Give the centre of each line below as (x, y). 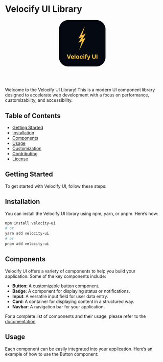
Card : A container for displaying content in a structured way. (73, 302)
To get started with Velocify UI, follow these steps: (56, 186)
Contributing (25, 153)
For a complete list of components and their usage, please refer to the (75, 316)
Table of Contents (33, 116)
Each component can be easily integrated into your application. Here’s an (79, 349)
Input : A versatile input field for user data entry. (60, 296)
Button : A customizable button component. (56, 286)
